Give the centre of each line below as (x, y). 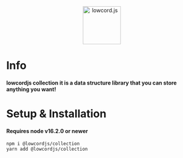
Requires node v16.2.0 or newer (47, 131)
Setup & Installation (56, 113)
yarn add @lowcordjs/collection (47, 149)
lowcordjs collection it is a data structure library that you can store (91, 83)
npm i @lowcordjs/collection (43, 144)
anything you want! (31, 89)
